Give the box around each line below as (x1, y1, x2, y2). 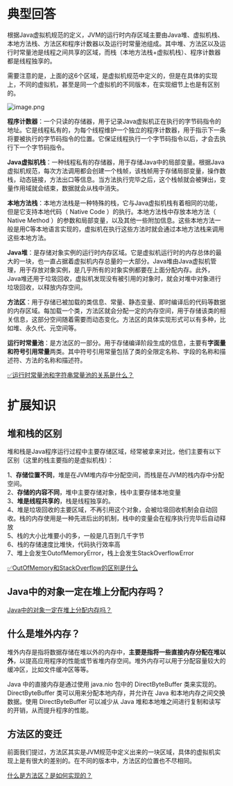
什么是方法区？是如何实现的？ (7, 771, 92, 780)
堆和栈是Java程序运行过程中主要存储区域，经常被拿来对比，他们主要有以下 (7, 447, 222, 455)
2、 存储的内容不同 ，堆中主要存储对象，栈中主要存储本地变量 (7, 488, 182, 496)
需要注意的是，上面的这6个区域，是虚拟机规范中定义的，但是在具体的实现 (7, 71, 218, 80)
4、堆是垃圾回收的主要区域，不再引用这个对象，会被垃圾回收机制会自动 (7, 505, 212, 514)
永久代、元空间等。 (25, 324, 80, 332)
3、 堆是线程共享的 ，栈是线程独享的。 (7, 496, 114, 505)
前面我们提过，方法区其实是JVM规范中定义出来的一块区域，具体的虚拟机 (7, 748, 215, 756)
